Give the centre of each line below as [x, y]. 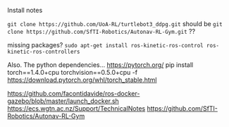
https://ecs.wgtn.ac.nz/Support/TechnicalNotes [76, 108]
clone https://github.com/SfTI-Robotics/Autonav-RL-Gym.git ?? [101, 31]
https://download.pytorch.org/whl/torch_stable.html [82, 80]
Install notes [25, 10]
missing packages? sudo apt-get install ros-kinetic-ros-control [105, 45]
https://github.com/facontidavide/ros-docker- [74, 93]
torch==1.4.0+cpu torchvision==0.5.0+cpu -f [73, 72]
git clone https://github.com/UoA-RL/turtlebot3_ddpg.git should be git [115, 24]
